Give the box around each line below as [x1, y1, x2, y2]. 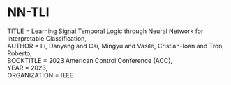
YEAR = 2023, [7, 64, 47, 72]
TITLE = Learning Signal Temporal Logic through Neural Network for [7, 27, 204, 35]
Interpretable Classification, [7, 34, 87, 42]
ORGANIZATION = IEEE [7, 70, 74, 79]
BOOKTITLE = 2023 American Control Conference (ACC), [7, 56, 173, 64]
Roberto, [7, 49, 33, 57]
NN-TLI [7, 4, 50, 20]
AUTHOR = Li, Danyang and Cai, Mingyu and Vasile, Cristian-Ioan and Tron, [7, 41, 225, 50]
